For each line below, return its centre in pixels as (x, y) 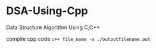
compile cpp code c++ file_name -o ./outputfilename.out (78, 39)
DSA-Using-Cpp (47, 11)
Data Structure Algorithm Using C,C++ (53, 27)
